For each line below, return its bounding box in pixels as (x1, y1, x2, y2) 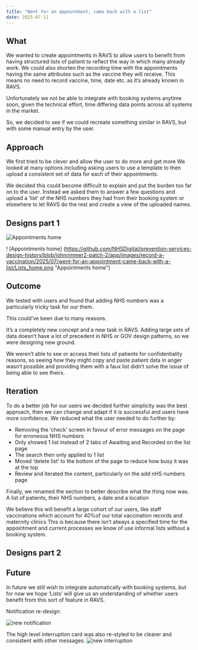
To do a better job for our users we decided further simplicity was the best (6, 402, 187, 409)
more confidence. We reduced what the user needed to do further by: (6, 414, 176, 421)
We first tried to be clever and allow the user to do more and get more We (6, 158, 185, 165)
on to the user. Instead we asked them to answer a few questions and (6, 188, 176, 195)
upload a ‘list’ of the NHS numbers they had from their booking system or (6, 195, 184, 202)
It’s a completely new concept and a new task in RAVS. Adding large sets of (6, 326, 190, 333)
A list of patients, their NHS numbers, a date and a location (6, 494, 149, 501)
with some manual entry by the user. (6, 125, 95, 132)
